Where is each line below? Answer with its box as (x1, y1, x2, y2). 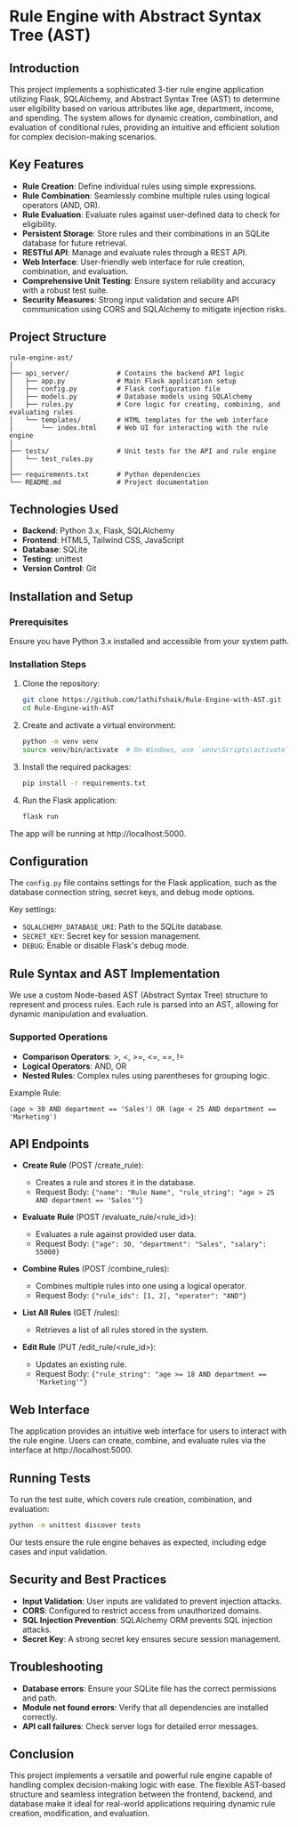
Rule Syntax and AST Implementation (9, 966, 221, 981)
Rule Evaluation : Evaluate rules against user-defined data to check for (21, 209, 280, 220)
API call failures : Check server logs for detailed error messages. (21, 1720, 259, 1732)
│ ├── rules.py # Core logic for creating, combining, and (9, 400, 280, 408)
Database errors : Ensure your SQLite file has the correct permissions (21, 1683, 278, 1694)
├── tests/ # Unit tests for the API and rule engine (9, 447, 277, 456)
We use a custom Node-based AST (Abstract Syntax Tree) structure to (9, 990, 269, 1000)
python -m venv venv (21, 737, 99, 747)
